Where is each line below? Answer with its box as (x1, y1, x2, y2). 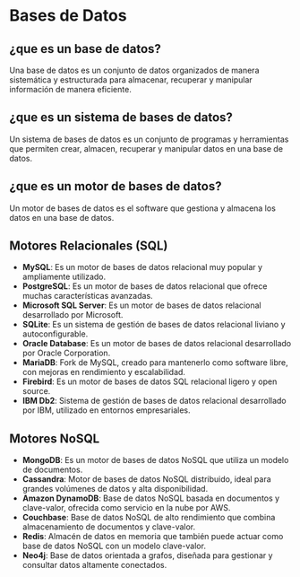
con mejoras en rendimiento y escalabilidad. (21, 367, 186, 378)
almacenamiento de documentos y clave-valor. (21, 521, 196, 532)
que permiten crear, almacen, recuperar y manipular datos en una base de (9, 143, 284, 153)
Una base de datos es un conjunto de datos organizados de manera (9, 65, 260, 75)
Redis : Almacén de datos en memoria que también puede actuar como (21, 531, 284, 542)
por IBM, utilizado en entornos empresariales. (21, 405, 191, 415)
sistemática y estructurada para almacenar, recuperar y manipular (9, 74, 253, 85)
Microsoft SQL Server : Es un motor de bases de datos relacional (21, 300, 261, 310)
